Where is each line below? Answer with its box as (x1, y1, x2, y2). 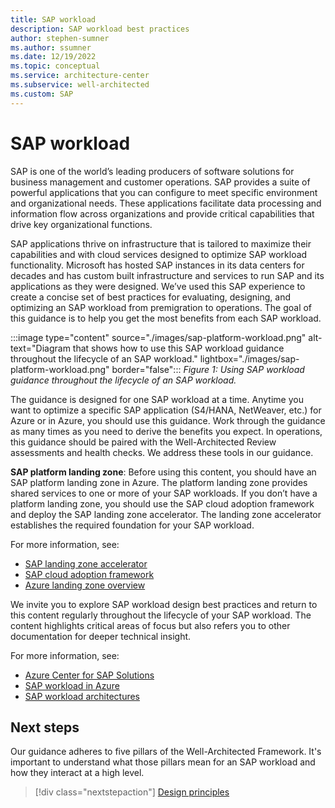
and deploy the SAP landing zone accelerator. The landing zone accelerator (10, 508, 322, 520)
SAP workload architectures (24, 690, 140, 702)
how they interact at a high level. (10, 767, 145, 779)
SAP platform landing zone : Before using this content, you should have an (10, 466, 317, 478)
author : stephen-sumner (10, 33, 110, 43)
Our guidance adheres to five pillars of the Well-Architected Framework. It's (10, 746, 322, 758)
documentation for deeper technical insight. (10, 630, 192, 642)
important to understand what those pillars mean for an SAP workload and (10, 756, 316, 768)
